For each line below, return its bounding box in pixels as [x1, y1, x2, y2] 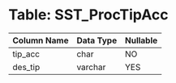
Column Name [12, 35, 69, 46]
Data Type [76, 35, 118, 46]
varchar [76, 61, 106, 73]
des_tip [12, 61, 41, 73]
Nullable [124, 35, 158, 46]
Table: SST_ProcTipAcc [8, 6, 169, 24]
